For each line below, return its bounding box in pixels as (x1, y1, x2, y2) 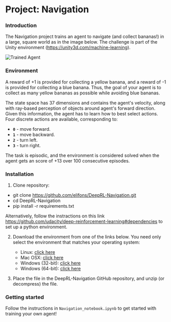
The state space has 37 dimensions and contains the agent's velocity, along (5, 99, 165, 106)
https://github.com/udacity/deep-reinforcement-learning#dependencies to (5, 218, 163, 225)
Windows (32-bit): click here (20, 260, 81, 266)
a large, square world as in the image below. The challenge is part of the (5, 39, 158, 45)
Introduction (5, 22, 37, 29)
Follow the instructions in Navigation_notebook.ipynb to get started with (5, 305, 157, 311)
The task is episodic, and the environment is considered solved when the (5, 152, 160, 158)
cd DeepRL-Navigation (12, 197, 61, 204)
